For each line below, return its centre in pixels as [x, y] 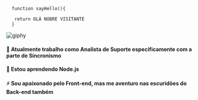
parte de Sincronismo [34, 55]
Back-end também [30, 92]
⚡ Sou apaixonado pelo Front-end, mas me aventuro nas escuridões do [97, 83]
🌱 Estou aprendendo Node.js [43, 69]
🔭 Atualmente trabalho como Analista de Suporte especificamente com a [99, 49]
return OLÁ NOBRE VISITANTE [49, 19]
